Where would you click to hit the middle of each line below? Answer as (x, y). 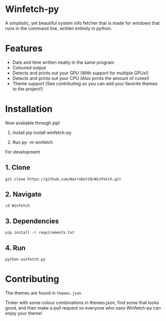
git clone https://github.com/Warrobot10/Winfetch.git (63, 179)
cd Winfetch (17, 206)
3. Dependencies (32, 221)
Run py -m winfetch (33, 142)
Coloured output (29, 67)
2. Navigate (23, 194)
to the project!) (28, 89)
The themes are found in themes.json (43, 293)
